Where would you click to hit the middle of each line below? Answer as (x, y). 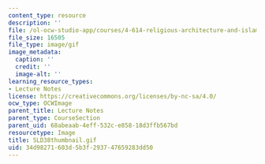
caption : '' (35, 60)
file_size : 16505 (37, 37)
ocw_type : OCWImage (40, 103)
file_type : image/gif (44, 45)
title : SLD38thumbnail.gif (52, 140)
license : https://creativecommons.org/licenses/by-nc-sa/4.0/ (112, 96)
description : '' (35, 23)
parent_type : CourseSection (54, 118)
